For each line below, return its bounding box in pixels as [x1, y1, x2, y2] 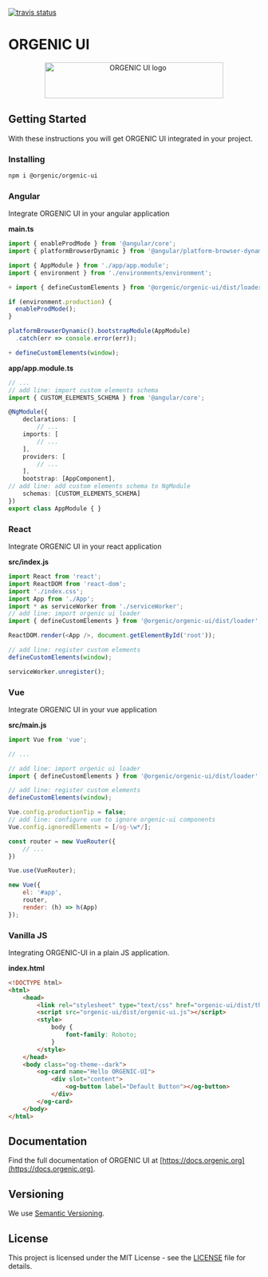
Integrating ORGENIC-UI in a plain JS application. [8, 947, 170, 958]
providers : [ [22, 452, 66, 461]
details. [8, 1262, 33, 1271]
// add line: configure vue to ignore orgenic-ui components [8, 815, 216, 824]
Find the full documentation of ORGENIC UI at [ [8, 1156, 163, 1165]
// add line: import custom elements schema [8, 386, 159, 395]
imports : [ [22, 430, 59, 438]
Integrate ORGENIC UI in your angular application [8, 208, 170, 219]
